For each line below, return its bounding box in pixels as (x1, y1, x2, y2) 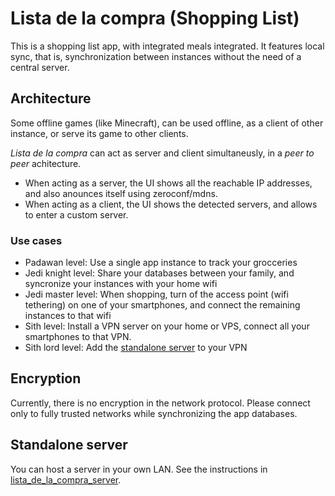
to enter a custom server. (24, 208, 129, 221)
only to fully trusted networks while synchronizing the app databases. (10, 407, 298, 419)
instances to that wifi (24, 310, 112, 322)
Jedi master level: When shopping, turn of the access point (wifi (24, 288, 289, 301)
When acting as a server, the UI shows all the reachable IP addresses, (24, 177, 313, 189)
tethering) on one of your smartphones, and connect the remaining (24, 299, 301, 311)
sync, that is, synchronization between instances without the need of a (10, 50, 302, 62)
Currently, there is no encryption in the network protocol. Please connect (10, 397, 311, 409)
